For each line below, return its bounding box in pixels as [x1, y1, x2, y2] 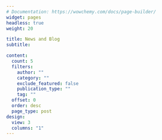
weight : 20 [6, 25, 33, 32]
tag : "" [17, 92, 36, 98]
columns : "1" [11, 125, 44, 131]
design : [6, 114, 26, 120]
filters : [11, 63, 33, 69]
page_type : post [11, 108, 52, 114]
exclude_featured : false [17, 80, 79, 87]
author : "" [17, 69, 44, 75]
